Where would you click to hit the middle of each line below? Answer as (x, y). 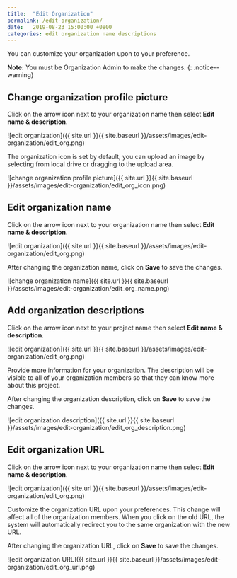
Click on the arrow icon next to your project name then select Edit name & (115, 328)
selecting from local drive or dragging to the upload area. (91, 164)
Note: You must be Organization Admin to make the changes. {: (100, 67)
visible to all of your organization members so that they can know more (111, 377)
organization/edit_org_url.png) (51, 567)
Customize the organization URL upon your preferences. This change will (114, 509)
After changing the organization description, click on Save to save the (109, 399)
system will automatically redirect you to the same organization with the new (119, 524)
